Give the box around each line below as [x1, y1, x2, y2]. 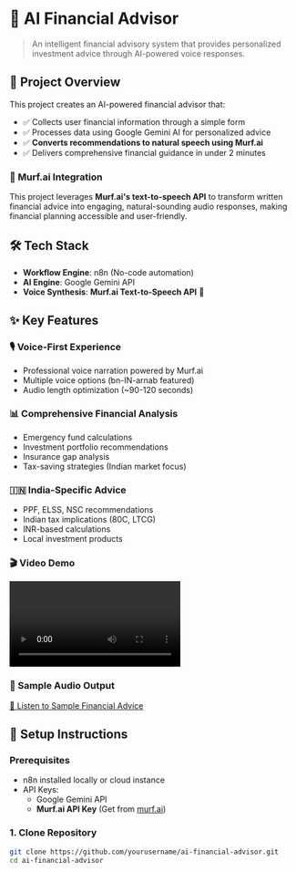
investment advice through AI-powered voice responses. [31, 47, 246, 58]
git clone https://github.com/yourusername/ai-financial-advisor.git [9, 847, 280, 856]
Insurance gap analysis [22, 451, 110, 462]
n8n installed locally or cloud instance [22, 774, 166, 785]
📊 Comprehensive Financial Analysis [9, 408, 179, 420]
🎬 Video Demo [9, 556, 76, 569]
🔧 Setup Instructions [9, 727, 128, 742]
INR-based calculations [22, 524, 111, 535]
